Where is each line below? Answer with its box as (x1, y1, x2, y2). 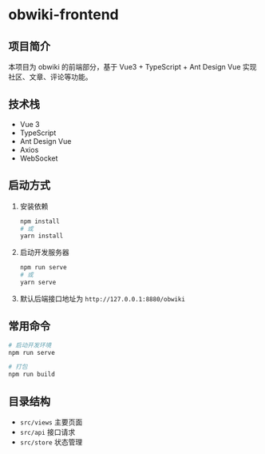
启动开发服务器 (19, 248, 69, 257)
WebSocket (19, 153, 58, 163)
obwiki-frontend (8, 6, 119, 24)
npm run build (8, 370, 56, 379)
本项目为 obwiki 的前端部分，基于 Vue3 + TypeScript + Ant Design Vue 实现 (8, 62, 257, 71)
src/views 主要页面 (19, 417, 83, 427)
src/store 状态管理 (19, 437, 83, 447)
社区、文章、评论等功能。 (8, 72, 93, 82)
